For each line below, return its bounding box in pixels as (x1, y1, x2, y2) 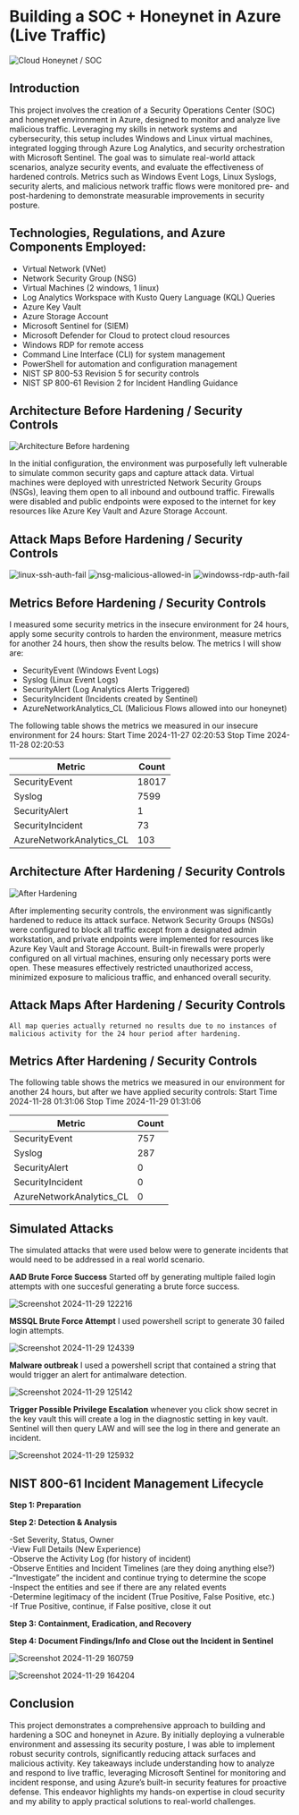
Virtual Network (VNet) (21, 263, 107, 274)
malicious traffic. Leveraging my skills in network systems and (9, 123, 238, 134)
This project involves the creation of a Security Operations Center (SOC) (9, 105, 276, 115)
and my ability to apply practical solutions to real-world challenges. (9, 1795, 256, 1806)
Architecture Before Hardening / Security (9, 403, 243, 418)
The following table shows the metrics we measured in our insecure (9, 720, 259, 731)
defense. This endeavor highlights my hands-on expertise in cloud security (9, 1786, 286, 1797)
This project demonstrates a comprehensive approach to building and (9, 1719, 266, 1730)
